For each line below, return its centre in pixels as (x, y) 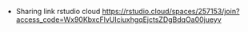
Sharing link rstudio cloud (58, 11)
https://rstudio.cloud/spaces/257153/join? (171, 11)
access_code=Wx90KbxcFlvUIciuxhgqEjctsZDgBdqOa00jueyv (118, 20)
